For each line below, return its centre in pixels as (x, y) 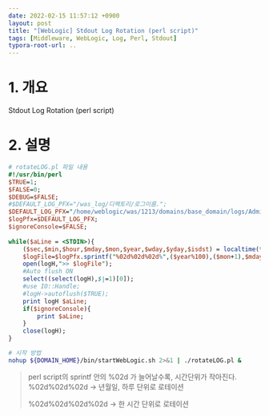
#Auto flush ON (48, 272)
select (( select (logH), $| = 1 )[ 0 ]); (78, 279)
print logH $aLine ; (55, 301)
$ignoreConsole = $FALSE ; (48, 227)
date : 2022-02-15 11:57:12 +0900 (64, 16)
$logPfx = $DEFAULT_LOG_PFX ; (53, 220)
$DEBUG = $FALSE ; (34, 197)
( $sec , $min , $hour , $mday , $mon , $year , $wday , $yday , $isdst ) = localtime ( (141, 249)
